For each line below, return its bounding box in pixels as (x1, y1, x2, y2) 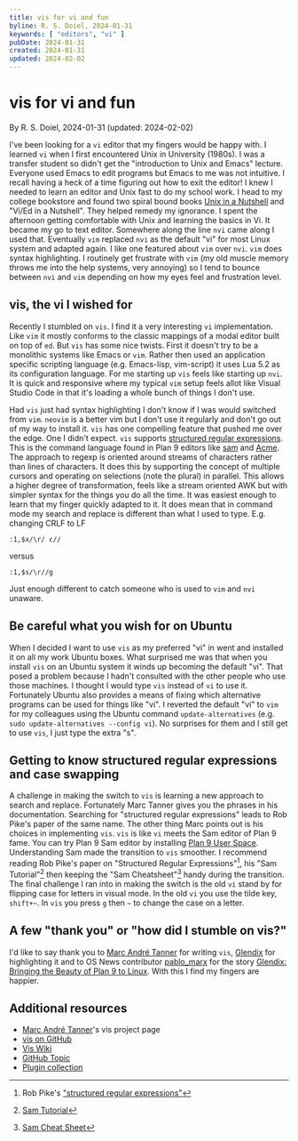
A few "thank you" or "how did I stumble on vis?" (9, 923, 287, 938)
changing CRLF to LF (9, 518, 86, 528)
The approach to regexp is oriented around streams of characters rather (9, 451, 273, 462)
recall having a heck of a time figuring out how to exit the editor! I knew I (9, 177, 273, 188)
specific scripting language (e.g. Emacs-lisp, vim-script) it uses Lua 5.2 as (9, 358, 281, 369)
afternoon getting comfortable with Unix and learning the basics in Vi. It (9, 214, 271, 225)
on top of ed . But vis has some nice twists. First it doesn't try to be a (9, 340, 259, 350)
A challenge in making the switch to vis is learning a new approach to (9, 791, 264, 801)
